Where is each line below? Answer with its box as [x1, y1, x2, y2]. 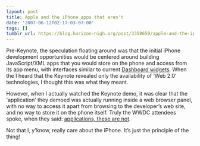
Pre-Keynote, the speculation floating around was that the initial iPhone [6, 47, 181, 54]
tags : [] [6, 25, 28, 31]
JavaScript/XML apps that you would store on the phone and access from [6, 60, 187, 67]
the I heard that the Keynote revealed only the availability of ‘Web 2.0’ [6, 72, 177, 80]
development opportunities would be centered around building [6, 53, 160, 61]
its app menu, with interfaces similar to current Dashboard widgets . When [6, 66, 187, 73]
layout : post [6, 8, 39, 15]
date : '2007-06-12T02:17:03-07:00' [6, 20, 95, 26]
